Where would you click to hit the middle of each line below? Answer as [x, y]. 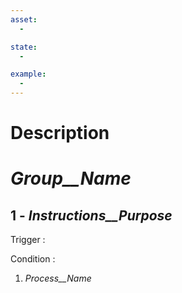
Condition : [33, 259]
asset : [24, 19]
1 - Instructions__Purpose [91, 215]
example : [28, 74]
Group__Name [71, 178]
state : [24, 47]
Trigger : [28, 240]
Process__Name [58, 278]
